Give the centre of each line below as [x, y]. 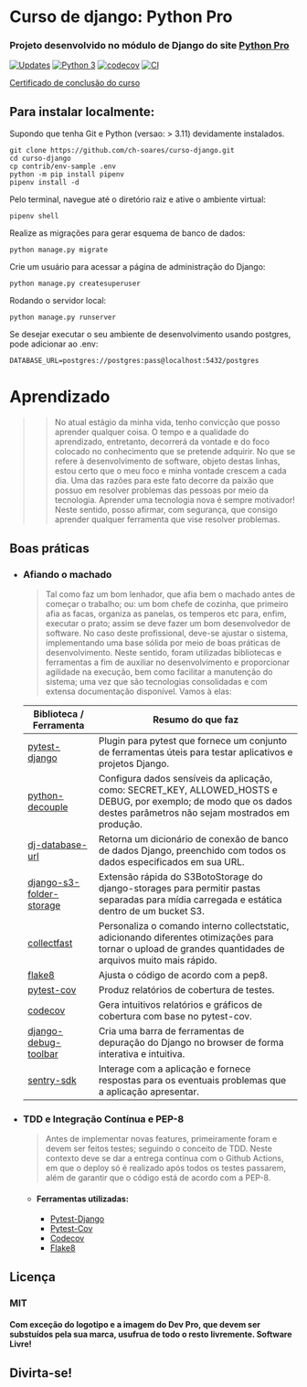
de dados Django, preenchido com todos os [192, 850]
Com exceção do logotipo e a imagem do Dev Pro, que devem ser [135, 1325]
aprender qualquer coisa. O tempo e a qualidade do [152, 432]
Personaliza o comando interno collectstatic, [194, 925]
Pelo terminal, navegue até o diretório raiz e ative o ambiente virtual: [138, 199]
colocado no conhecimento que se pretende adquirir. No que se [175, 452]
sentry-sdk [52, 1080]
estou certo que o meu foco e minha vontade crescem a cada [170, 471]
